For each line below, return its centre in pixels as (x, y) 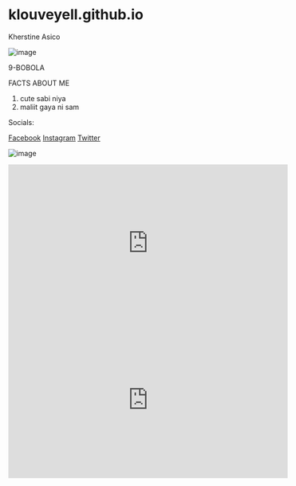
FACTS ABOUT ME (39, 83)
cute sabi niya (43, 98)
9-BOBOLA (27, 67)
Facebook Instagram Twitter (55, 138)
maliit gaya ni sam (49, 107)
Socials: (21, 122)
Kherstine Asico (34, 37)
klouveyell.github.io (76, 15)
